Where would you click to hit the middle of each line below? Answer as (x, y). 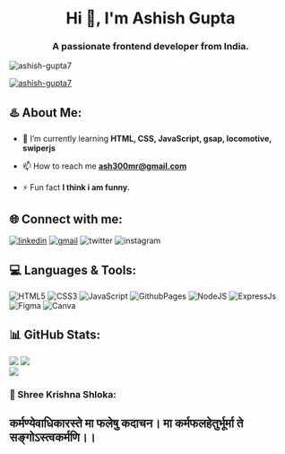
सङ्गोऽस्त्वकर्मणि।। (52, 437)
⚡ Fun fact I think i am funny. (76, 188)
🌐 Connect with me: (66, 219)
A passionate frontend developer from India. (151, 47)
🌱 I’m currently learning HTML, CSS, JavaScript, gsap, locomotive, (147, 139)
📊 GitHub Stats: (55, 335)
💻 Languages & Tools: (73, 270)
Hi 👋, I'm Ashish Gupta (151, 18)
